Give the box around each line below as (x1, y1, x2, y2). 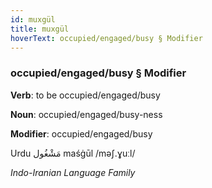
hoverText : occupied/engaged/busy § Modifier (10, 33, 203, 43)
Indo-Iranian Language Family (10, 166, 136, 178)
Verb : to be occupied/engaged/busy (10, 89, 161, 101)
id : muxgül (10, 14, 56, 25)
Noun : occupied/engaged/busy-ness (10, 108, 163, 120)
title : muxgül (10, 24, 70, 34)
